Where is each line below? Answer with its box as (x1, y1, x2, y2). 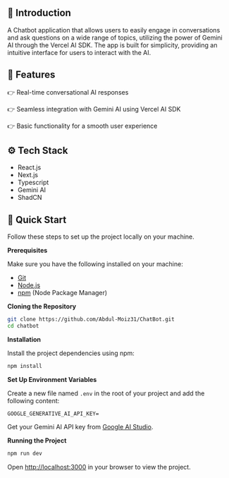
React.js (17, 163, 42, 172)
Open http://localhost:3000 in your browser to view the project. (7, 462, 192, 471)
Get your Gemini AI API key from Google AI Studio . (7, 422, 154, 431)
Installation (7, 335, 41, 343)
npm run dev (7, 450, 42, 457)
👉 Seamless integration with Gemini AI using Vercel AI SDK (7, 104, 181, 113)
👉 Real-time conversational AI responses (7, 88, 129, 96)
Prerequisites (7, 246, 48, 255)
